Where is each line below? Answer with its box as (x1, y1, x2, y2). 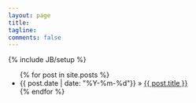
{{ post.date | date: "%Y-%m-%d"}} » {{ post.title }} (19, 79, 188, 88)
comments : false (8, 33, 61, 42)
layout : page (8, 11, 51, 20)
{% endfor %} (19, 87, 65, 97)
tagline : (8, 26, 37, 34)
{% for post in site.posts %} (19, 70, 110, 79)
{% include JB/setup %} (8, 55, 87, 64)
